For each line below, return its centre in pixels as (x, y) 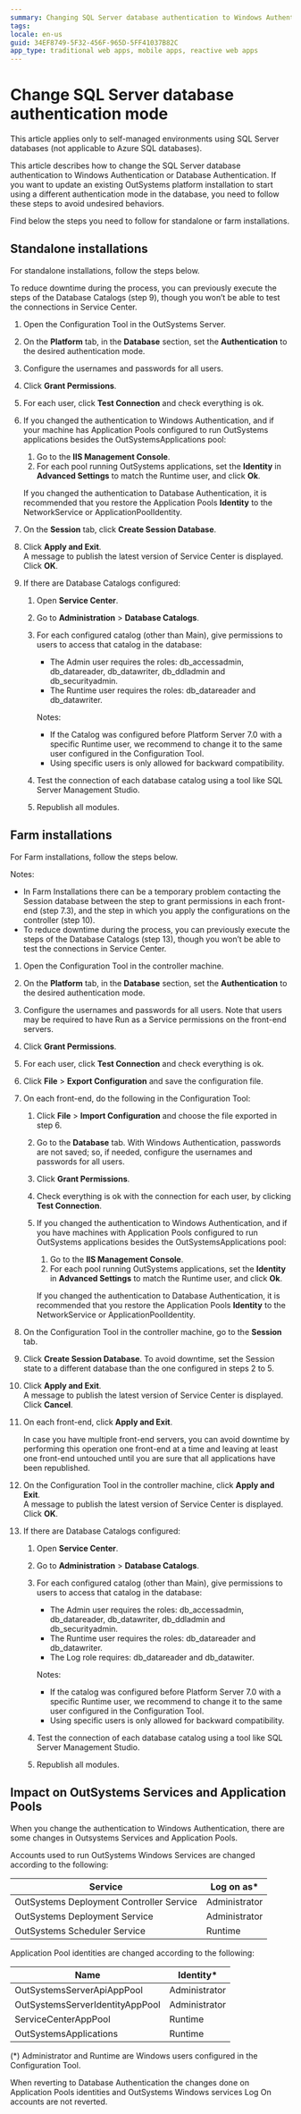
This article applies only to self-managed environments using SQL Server (145, 139)
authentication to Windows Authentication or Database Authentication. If (143, 175)
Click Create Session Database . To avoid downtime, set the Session (149, 1358)
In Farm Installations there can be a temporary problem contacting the (152, 892)
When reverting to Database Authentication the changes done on (130, 2082)
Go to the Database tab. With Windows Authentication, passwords (159, 1142)
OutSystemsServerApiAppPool (79, 1990)
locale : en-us (37, 34)
